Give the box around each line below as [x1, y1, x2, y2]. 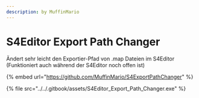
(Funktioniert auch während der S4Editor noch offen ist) [6, 61, 145, 68]
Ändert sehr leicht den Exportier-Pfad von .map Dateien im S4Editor [6, 55, 175, 62]
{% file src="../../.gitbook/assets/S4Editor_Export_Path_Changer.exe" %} [6, 85, 186, 92]
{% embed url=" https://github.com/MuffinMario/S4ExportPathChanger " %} [6, 73, 194, 80]
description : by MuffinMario [6, 8, 80, 15]
